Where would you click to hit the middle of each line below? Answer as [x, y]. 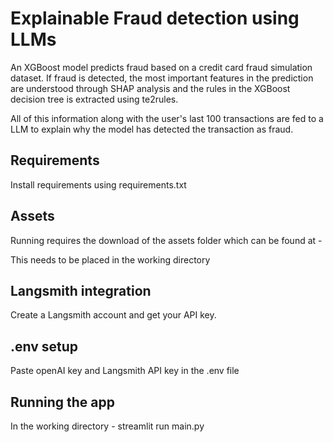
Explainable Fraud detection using [155, 18]
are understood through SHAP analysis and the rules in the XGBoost [150, 88]
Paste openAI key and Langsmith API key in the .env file [125, 371]
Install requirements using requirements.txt [98, 184]
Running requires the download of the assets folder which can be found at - [166, 240]
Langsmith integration [81, 290]
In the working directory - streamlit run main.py [107, 426]
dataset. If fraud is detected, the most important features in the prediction [162, 78]
